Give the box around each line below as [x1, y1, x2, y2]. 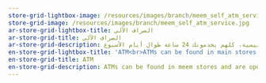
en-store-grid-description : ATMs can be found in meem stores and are [8, 63, 246, 71]
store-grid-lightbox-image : [8, 11, 101, 20]
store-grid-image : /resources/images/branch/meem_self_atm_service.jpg [8, 19, 249, 27]
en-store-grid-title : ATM [8, 56, 93, 64]
